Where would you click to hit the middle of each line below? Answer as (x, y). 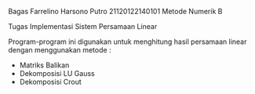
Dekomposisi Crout (51, 82)
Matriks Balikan (44, 65)
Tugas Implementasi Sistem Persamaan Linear (83, 26)
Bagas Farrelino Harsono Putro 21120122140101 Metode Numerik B (115, 11)
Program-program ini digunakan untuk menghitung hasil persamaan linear (127, 42)
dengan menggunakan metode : (60, 50)
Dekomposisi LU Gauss (57, 73)
